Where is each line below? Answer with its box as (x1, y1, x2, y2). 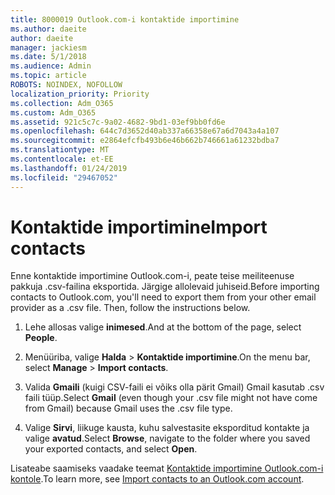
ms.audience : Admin (10, 61, 92, 71)
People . (24, 332, 58, 344)
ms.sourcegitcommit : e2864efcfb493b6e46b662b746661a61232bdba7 (10, 136, 280, 146)
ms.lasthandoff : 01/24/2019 (10, 163, 128, 173)
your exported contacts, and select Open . (24, 443, 198, 455)
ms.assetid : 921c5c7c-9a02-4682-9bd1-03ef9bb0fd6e (10, 117, 226, 127)
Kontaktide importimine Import (10, 216, 268, 238)
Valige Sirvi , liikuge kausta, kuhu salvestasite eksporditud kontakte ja (24, 422, 310, 434)
